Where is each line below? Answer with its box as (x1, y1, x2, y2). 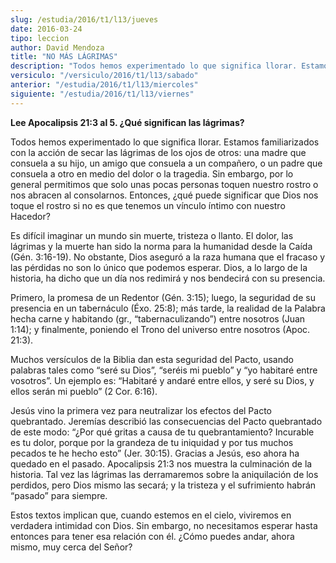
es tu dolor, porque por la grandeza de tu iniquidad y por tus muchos (10, 436, 294, 448)
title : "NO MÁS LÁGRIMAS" (10, 52, 118, 62)
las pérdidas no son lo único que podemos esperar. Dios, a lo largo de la (10, 261, 308, 273)
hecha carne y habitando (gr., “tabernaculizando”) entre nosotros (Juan (10, 312, 306, 325)
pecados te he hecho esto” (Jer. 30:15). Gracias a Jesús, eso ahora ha (10, 447, 300, 459)
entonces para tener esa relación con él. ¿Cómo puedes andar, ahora (10, 530, 295, 542)
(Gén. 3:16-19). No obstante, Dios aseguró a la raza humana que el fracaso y (10, 251, 326, 263)
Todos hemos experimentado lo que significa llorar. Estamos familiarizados (10, 136, 320, 148)
